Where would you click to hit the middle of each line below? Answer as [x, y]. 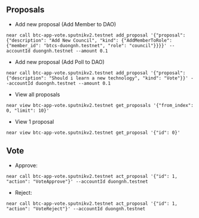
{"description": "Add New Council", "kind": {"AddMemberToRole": [89, 40]
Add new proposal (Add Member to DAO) [65, 24]
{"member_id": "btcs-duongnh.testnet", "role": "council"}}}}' [87, 45]
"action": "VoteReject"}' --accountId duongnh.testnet [76, 208]
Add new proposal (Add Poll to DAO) [59, 62]
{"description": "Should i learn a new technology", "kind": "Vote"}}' [97, 78]
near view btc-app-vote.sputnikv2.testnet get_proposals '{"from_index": [100, 105]
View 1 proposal [34, 121]
